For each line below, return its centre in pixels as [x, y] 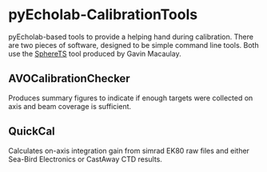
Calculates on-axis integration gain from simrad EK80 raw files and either [129, 150]
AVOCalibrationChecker [69, 78]
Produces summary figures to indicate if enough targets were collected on [131, 98]
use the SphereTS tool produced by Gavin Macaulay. [95, 53]
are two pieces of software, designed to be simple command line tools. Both [133, 45]
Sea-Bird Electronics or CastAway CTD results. [85, 159]
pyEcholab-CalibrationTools [103, 15]
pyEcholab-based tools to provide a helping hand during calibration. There [131, 37]
